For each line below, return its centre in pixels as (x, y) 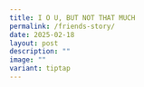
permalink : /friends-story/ (62, 26)
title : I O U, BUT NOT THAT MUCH (72, 18)
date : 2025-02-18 (42, 34)
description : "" (40, 52)
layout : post (34, 43)
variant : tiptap (40, 69)
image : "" (28, 60)
